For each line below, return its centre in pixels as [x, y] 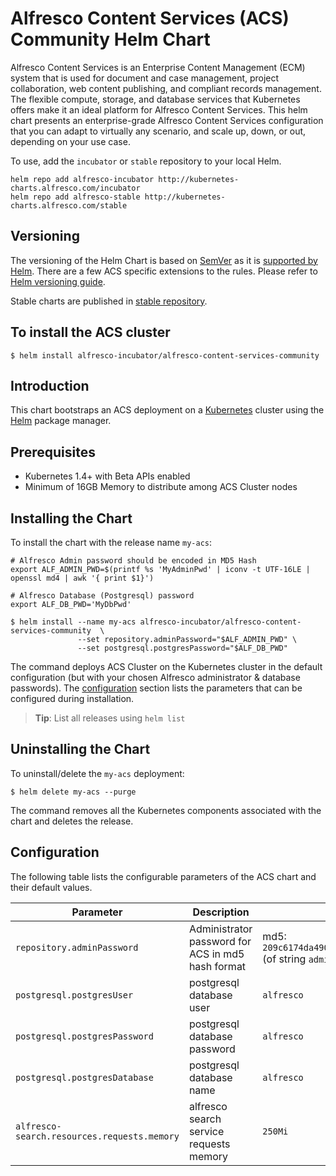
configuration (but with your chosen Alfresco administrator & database [155, 677]
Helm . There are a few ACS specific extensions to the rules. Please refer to [164, 271]
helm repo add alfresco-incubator [82, 179]
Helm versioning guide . [58, 281]
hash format [217, 966]
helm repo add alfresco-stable [75, 197]
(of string [284, 959]
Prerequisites [53, 452]
